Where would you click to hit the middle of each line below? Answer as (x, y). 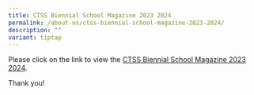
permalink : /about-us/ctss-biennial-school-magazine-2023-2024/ (116, 23)
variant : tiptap (35, 37)
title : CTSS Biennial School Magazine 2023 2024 (90, 15)
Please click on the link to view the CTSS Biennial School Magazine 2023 (127, 60)
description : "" (35, 30)
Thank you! (27, 83)
